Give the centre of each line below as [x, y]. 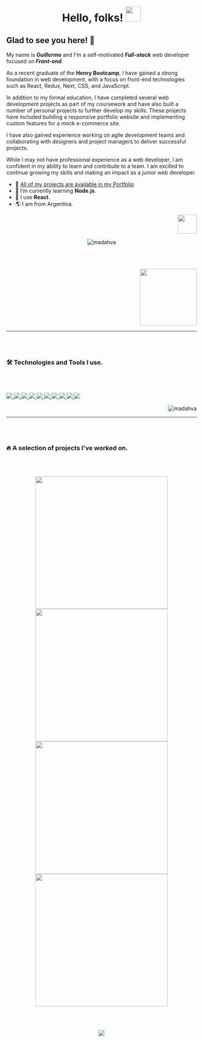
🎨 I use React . [32, 197]
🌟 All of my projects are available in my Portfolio [74, 184]
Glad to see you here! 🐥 [51, 40]
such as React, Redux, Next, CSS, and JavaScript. [68, 86]
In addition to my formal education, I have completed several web [88, 98]
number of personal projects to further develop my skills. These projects [96, 110]
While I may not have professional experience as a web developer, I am [95, 160]
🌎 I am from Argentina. [44, 204]
